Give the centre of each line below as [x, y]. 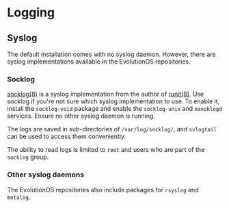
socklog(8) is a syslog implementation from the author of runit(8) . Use [106, 94]
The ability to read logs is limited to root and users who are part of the [106, 150]
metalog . [19, 197]
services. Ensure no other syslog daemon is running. [81, 116]
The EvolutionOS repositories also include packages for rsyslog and [103, 190]
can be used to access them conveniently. [67, 136]
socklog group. [28, 157]
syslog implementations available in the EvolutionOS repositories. [99, 62]
